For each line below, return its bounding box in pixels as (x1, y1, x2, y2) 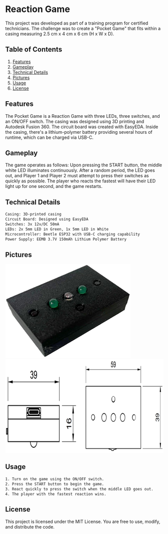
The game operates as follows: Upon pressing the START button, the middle (5, 162, 162, 168)
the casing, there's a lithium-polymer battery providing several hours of (5, 129, 153, 135)
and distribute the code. (5, 523, 55, 529)
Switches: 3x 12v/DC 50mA (5, 222, 59, 227)
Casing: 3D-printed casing (5, 212, 62, 217)
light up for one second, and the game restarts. (5, 183, 103, 189)
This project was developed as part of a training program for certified (5, 20, 148, 26)
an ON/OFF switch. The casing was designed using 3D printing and (5, 118, 144, 124)
